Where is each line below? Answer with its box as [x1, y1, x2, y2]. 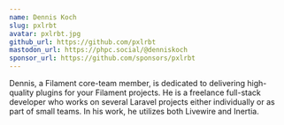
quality [9, 87, 35, 98]
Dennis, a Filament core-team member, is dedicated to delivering [9, 78, 246, 88]
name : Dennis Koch [9, 12, 77, 22]
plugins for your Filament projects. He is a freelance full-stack [35, 87, 261, 98]
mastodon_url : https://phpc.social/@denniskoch [9, 46, 188, 55]
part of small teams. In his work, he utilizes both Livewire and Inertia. [9, 107, 259, 116]
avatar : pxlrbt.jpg [9, 29, 81, 38]
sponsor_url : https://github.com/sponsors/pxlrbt [9, 54, 196, 62]
